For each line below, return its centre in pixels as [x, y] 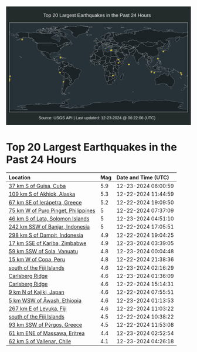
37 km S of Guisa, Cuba [37, 186]
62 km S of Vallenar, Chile [40, 341]
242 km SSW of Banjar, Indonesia [49, 227]
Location [20, 177]
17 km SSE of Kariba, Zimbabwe [47, 243]
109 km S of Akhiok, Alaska [42, 194]
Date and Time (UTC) [143, 177]
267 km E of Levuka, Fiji [38, 309]
